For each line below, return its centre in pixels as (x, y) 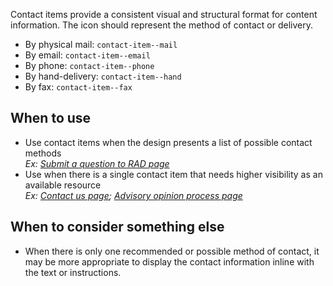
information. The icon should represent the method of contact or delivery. (162, 25)
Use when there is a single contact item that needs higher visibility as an (173, 174)
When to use (51, 118)
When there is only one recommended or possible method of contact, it (172, 251)
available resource (63, 185)
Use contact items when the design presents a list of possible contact (168, 142)
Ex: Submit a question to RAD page (97, 163)
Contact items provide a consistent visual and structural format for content (164, 14)
